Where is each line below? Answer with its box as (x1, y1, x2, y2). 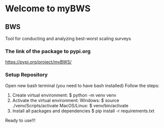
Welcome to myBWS (5, 3, 90, 14)
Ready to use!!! (5, 117, 36, 123)
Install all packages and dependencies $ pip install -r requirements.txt (12, 108, 155, 114)
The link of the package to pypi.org (5, 48, 91, 55)
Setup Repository (5, 71, 48, 78)
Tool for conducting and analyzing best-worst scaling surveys (5, 35, 131, 41)
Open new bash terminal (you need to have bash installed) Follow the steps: (5, 82, 160, 89)
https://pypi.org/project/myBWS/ (5, 59, 72, 65)
